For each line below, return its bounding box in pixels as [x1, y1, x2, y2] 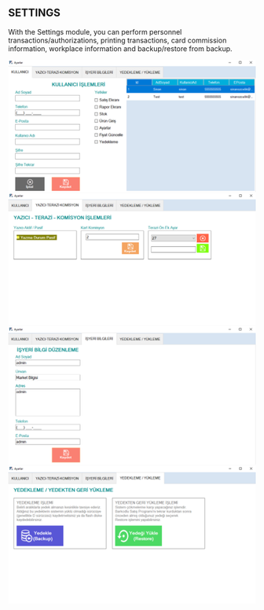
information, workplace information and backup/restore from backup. [8, 43, 233, 53]
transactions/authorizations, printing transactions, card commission [8, 35, 227, 45]
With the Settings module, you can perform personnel [8, 27, 182, 36]
